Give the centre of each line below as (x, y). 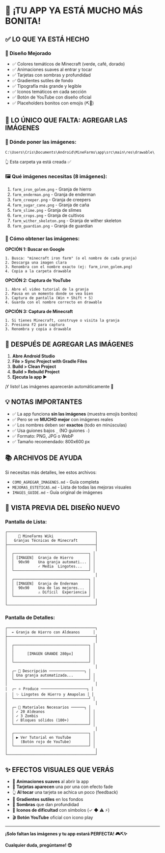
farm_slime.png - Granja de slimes (47, 210)
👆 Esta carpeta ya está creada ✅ (38, 162)
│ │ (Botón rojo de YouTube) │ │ (50, 742)
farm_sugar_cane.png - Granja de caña (51, 205)
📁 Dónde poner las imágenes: (41, 142)
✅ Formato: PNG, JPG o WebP (43, 436)
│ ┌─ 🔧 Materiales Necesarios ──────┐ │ (48, 707)
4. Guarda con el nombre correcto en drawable (54, 302)
